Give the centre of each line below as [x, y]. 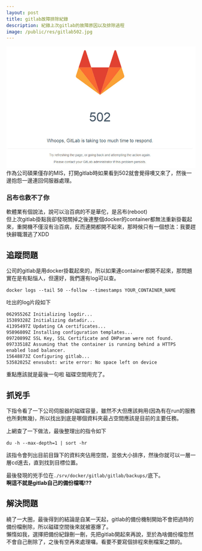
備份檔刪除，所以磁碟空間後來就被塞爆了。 [59, 526]
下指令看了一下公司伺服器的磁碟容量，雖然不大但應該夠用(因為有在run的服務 [101, 411]
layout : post [23, 13]
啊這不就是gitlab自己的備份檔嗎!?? [49, 483]
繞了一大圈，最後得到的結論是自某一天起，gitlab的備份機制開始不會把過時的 [100, 519]
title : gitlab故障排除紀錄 [37, 19]
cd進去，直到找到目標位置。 [46, 463]
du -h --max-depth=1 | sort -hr [47, 443]
